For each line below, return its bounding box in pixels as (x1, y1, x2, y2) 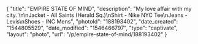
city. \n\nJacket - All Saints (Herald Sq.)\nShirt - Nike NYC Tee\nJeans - (6, 11, 188, 19)
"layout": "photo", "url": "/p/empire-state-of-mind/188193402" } (6, 31, 167, 38)
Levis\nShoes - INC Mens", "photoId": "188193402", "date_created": (6, 18, 178, 25)
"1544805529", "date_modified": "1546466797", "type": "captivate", (6, 24, 178, 31)
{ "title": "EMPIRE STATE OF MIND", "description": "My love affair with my (6, 5, 192, 12)
